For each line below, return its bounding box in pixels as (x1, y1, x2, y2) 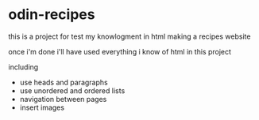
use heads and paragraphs (19, 77, 109, 87)
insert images (19, 103, 65, 112)
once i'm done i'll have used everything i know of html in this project (8, 47, 232, 56)
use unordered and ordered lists (19, 85, 126, 96)
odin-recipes (8, 6, 95, 24)
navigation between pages (19, 94, 107, 103)
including (8, 62, 39, 72)
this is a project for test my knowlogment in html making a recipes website (8, 32, 251, 41)
